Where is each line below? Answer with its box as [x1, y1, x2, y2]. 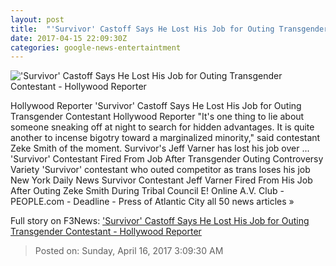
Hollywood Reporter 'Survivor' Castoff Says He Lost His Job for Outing [10, 100, 302, 112]
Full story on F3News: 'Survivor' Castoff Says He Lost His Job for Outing [10, 215, 310, 227]
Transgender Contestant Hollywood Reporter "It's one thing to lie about [10, 111, 305, 123]
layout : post [10, 14, 65, 25]
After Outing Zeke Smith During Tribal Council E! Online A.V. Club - [10, 185, 285, 197]
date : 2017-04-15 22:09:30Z [10, 33, 128, 43]
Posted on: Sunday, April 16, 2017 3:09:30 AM [34, 245, 224, 257]
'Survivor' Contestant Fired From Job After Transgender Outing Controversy [10, 153, 324, 165]
